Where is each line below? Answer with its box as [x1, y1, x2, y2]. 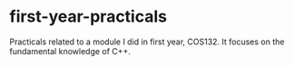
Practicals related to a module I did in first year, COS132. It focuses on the [9, 36, 285, 47]
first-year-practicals [9, 6, 168, 27]
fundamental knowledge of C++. [9, 45, 132, 56]
